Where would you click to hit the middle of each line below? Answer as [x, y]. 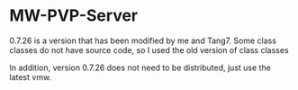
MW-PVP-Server [73, 16]
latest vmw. [31, 76]
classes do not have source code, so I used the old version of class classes [149, 49]
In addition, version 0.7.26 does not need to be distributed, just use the [140, 67]
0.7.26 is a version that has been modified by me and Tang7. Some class [143, 40]
